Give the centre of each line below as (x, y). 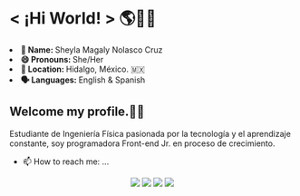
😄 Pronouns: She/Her (63, 59)
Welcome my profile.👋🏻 (77, 112)
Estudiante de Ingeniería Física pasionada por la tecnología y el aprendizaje (150, 133)
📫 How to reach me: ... (66, 162)
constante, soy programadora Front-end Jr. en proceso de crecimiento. (142, 143)
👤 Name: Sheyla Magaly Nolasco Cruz (92, 49)
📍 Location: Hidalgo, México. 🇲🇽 (83, 69)
